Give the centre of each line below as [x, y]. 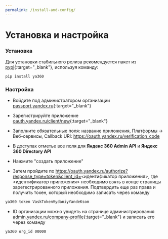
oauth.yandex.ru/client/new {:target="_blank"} [60, 121]
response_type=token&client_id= [47, 176]
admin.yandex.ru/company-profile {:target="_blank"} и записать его [83, 217]
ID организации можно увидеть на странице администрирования [83, 212]
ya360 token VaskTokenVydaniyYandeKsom [47, 202]
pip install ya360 [25, 76]
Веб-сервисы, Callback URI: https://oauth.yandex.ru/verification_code [86, 136]
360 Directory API [32, 151]
